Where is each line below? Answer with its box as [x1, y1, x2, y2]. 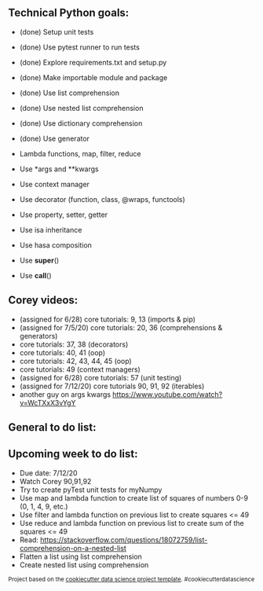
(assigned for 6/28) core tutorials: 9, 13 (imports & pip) [19, 314, 196, 324]
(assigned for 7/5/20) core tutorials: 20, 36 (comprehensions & [19, 322, 223, 332]
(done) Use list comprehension [19, 88, 120, 97]
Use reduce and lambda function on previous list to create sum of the [19, 518, 245, 527]
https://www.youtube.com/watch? [112, 389, 223, 399]
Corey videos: [8, 294, 79, 307]
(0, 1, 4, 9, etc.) [19, 501, 68, 511]
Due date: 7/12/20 [19, 468, 78, 478]
